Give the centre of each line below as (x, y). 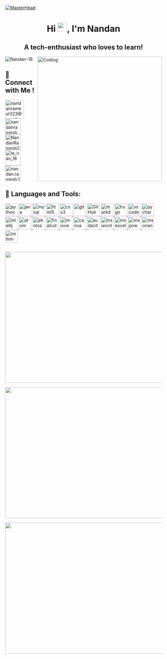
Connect (19, 83)
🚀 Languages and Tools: (43, 194)
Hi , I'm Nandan (83, 29)
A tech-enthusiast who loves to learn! (83, 47)
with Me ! (20, 91)
